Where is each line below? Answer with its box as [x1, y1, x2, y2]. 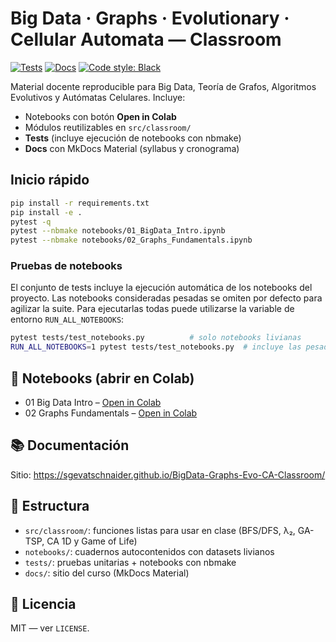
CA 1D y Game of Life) [46, 535, 138, 547]
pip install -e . [10, 207, 83, 217]
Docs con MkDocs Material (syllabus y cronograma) [24, 142, 240, 154]
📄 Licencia [10, 596, 77, 612]
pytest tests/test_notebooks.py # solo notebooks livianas [10, 333, 302, 343]
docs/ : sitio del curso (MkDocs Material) [24, 567, 190, 579]
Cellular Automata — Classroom [10, 28, 282, 51]
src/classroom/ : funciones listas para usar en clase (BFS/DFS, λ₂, [24, 524, 296, 536]
